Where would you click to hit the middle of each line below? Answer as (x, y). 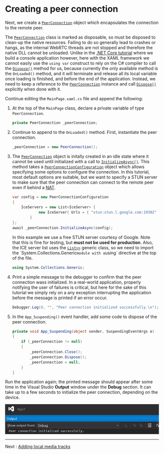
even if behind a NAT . (34, 187)
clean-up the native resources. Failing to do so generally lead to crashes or (81, 42)
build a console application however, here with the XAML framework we (77, 58)
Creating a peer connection (62, 9)
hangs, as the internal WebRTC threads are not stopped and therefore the (79, 47)
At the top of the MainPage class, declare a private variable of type (78, 108)
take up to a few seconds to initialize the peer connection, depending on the (82, 392)
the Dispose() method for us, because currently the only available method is (82, 68)
